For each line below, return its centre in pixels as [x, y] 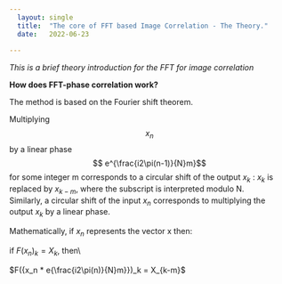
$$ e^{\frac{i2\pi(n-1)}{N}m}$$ [149, 163]
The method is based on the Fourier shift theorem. [101, 102]
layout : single [45, 17]
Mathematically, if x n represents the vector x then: [101, 232]
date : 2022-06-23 [53, 34]
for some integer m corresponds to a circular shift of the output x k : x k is [141, 178]
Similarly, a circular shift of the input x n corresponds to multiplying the [137, 201]
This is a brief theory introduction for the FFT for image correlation [132, 68]
